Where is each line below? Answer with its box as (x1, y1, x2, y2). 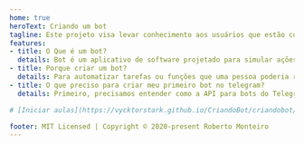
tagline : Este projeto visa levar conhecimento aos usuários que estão (9, 30, 285, 39)
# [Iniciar (9, 105, 51, 114)
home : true (9, 13, 51, 23)
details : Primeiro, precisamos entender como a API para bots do (17, 89, 270, 98)
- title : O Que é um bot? (9, 47, 107, 56)
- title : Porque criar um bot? (9, 64, 128, 73)
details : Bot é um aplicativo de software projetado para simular (17, 55, 273, 64)
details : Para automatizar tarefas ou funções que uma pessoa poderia (17, 72, 290, 82)
